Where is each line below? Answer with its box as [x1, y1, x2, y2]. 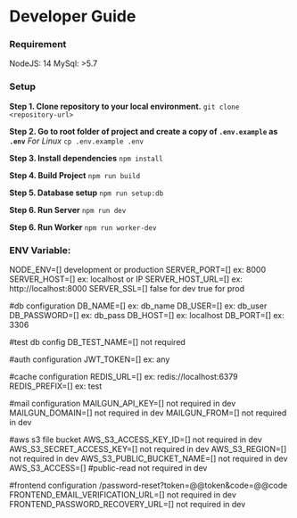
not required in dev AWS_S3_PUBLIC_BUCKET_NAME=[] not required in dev [9, 453, 288, 465]
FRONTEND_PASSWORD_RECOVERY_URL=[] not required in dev [9, 499, 246, 510]
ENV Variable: [9, 243, 71, 256]
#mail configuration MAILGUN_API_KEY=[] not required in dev [9, 399, 236, 409]
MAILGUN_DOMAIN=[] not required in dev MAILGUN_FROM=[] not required [9, 407, 287, 418]
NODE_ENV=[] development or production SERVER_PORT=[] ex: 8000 [9, 265, 266, 275]
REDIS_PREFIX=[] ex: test [9, 381, 103, 391]
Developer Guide [9, 6, 136, 27]
